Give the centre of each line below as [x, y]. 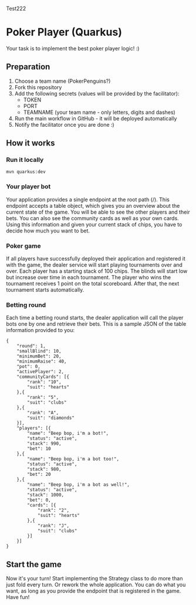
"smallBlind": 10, [39, 351]
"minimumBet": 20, [39, 356]
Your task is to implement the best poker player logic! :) [73, 48]
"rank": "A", [43, 413]
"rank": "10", [44, 382]
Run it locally [25, 160]
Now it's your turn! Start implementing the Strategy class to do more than [94, 579]
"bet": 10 [39, 449]
